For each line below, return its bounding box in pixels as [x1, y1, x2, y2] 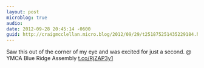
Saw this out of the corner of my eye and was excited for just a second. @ [6, 48, 191, 55]
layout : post [6, 8, 39, 15]
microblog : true [6, 15, 47, 21]
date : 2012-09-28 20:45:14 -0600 [6, 25, 91, 32]
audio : [6, 20, 23, 26]
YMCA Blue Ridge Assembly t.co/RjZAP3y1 [6, 55, 114, 62]
